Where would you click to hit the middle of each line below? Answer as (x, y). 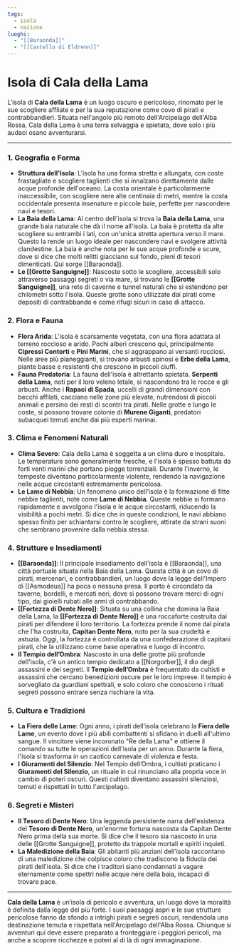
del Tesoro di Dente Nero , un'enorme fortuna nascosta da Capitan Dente (124, 828)
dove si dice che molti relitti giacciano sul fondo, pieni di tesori (109, 257)
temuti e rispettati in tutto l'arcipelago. (73, 787)
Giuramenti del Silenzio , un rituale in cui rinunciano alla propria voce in (122, 772)
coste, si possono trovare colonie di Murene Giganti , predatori (109, 412)
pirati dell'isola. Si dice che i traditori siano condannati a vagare (110, 866)
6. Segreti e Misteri (41, 805)
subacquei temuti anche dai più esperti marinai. (87, 419)
